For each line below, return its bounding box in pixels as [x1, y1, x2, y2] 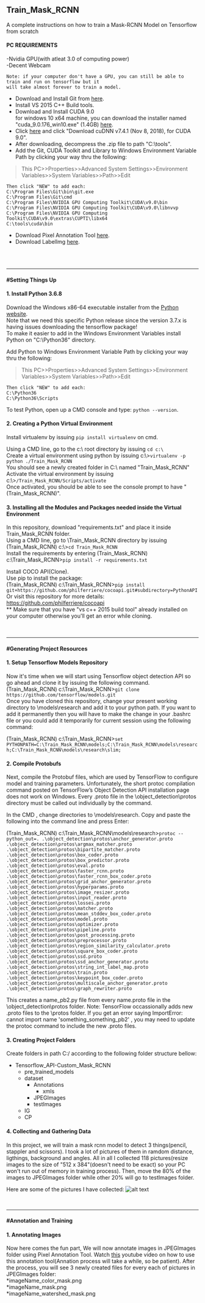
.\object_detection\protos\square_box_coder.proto [6, 948, 138, 955]
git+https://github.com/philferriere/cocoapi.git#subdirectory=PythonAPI [6, 588, 198, 594]
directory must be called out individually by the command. [6, 800, 153, 807]
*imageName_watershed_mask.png [6, 1290, 96, 1298]
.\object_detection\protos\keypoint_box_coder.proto [6, 975, 143, 981]
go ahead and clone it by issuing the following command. [6, 679, 150, 687]
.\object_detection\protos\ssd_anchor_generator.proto [6, 959, 149, 965]
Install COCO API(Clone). [6, 568, 69, 575]
